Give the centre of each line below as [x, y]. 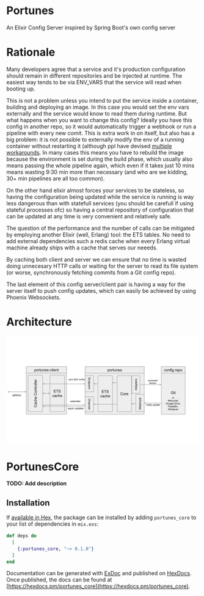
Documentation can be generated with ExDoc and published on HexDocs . [99, 573]
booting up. [21, 89]
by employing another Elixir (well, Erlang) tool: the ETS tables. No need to [98, 234]
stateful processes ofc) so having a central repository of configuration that [100, 210]
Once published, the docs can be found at [59, 580]
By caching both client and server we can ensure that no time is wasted [97, 259]
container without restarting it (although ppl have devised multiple [89, 146]
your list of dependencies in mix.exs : [53, 524]
